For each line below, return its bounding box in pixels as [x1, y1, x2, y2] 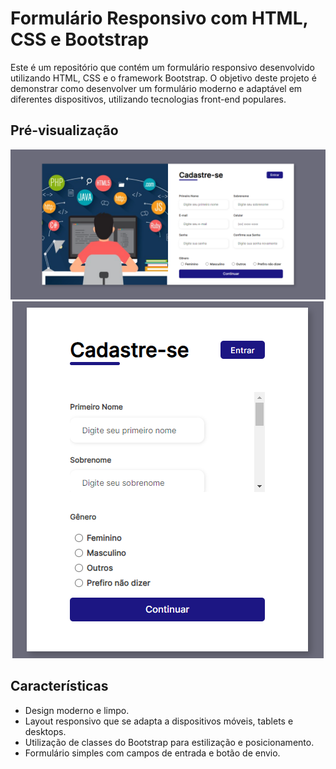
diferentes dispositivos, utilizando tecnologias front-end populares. [10, 93, 287, 105]
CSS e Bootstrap [10, 28, 150, 51]
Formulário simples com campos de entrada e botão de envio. [24, 747, 281, 759]
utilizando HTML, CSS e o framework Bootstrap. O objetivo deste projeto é [10, 72, 317, 84]
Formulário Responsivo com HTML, [10, 7, 309, 30]
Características [10, 678, 109, 695]
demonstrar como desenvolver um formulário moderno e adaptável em [10, 82, 303, 94]
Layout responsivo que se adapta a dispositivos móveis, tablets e [24, 715, 294, 727]
